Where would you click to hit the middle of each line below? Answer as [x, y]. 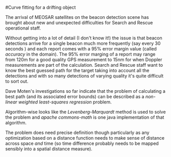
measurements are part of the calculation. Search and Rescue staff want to [84, 65]
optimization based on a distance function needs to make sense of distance [85, 138]
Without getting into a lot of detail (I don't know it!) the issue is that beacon [84, 38]
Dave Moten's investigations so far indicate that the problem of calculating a [86, 91]
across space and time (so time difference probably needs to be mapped [82, 143]
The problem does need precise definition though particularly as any [77, 133]
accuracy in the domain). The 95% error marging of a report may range [80, 54]
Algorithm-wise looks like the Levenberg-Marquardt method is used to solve [86, 112]
